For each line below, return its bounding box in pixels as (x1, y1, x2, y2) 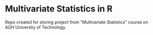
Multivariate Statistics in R (5, 3, 112, 14)
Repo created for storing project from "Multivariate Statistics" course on (5, 19, 148, 25)
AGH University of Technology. (5, 24, 67, 30)
